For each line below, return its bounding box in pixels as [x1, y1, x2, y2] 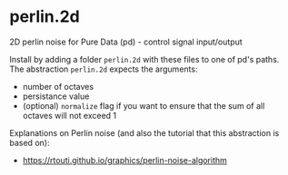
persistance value [22, 91, 90, 102]
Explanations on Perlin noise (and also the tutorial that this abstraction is [9, 127, 280, 138]
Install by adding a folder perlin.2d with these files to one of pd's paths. [9, 53, 280, 64]
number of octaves [22, 81, 94, 92]
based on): [9, 137, 50, 148]
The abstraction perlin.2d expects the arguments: [9, 63, 198, 74]
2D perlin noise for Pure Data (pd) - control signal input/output [9, 36, 243, 47]
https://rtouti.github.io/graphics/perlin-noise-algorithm [22, 154, 227, 165]
